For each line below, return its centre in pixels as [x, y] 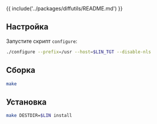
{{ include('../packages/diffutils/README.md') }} [64, 9]
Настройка [27, 27]
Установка [26, 102]
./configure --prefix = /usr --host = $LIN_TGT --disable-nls [78, 52]
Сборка [21, 70]
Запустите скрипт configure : [42, 41]
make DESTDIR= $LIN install [39, 116]
